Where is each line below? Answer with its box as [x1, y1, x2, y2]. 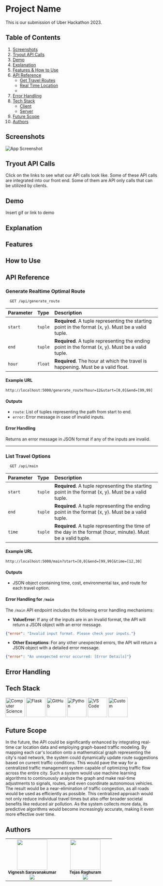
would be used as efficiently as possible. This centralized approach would [5, 791, 153, 797]
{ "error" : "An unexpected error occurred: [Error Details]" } [5, 654, 132, 659]
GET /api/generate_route [10, 299, 60, 304]
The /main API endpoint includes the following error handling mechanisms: [5, 607, 154, 613]
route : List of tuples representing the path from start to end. [12, 409, 132, 415]
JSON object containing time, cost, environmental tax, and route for [12, 580, 147, 586]
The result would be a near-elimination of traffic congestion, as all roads [5, 786, 149, 791]
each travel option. [12, 585, 50, 591]
